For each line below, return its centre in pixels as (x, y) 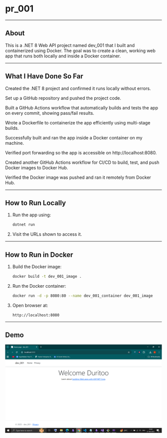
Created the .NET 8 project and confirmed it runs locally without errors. (78, 88)
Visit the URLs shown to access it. (47, 234)
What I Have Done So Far (44, 76)
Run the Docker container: (39, 286)
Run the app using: (32, 215)
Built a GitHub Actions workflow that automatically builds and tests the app (82, 107)
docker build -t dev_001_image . (47, 277)
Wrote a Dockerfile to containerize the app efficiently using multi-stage (78, 122)
